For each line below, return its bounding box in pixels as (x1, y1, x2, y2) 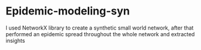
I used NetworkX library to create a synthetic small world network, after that (5, 24, 194, 31)
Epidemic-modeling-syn (5, 4, 130, 18)
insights (5, 37, 25, 44)
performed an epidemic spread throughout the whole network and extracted (5, 30, 195, 37)
